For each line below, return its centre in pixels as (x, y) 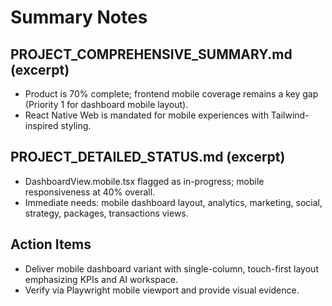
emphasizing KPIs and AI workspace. (101, 279)
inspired (41, 125)
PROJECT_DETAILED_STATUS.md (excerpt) (148, 157)
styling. (76, 125)
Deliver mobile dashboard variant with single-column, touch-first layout (171, 268)
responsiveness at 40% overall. (90, 192)
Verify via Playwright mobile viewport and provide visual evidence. (162, 290)
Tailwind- (290, 115)
